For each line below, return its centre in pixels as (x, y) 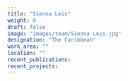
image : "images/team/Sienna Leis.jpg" (64, 33)
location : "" (27, 54)
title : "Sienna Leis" (39, 14)
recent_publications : (39, 60)
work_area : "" (28, 46)
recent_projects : (33, 66)
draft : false (27, 27)
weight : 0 (22, 20)
